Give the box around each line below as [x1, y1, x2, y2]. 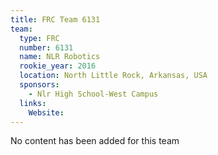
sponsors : [19, 80, 60, 90]
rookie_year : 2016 [19, 61, 97, 71]
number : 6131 [19, 42, 74, 53]
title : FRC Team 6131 [10, 14, 101, 25]
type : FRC [19, 33, 60, 43]
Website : [28, 107, 65, 118]
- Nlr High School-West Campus [28, 89, 159, 99]
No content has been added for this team [10, 135, 180, 147]
